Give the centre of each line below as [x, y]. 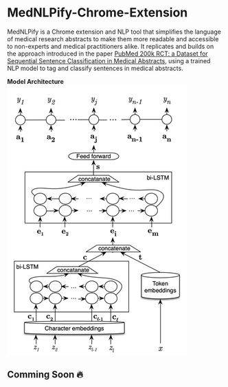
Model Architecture [35, 81]
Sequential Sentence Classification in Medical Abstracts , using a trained [109, 60]
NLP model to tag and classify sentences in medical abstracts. [95, 68]
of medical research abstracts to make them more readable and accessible [113, 38]
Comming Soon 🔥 [45, 375]
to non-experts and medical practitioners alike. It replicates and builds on [111, 46]
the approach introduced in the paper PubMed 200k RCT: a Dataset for [107, 54]
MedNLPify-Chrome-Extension [98, 13]
